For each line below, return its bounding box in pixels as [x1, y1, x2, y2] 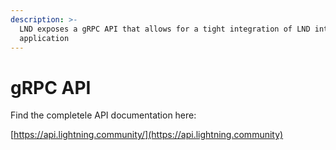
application [19, 33, 70, 43]
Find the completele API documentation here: [10, 109, 197, 121]
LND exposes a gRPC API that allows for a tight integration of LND [19, 24, 311, 34]
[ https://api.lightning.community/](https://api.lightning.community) [10, 129, 284, 141]
